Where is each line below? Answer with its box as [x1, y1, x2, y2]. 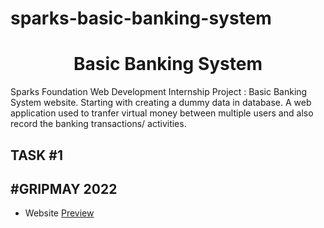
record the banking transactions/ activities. [10, 118, 187, 130]
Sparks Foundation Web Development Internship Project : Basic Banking [10, 86, 308, 98]
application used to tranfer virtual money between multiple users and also [10, 107, 314, 119]
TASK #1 [10, 147, 64, 164]
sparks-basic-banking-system [10, 7, 272, 30]
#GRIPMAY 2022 [10, 180, 118, 197]
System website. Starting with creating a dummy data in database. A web [10, 97, 312, 109]
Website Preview [24, 207, 95, 219]
